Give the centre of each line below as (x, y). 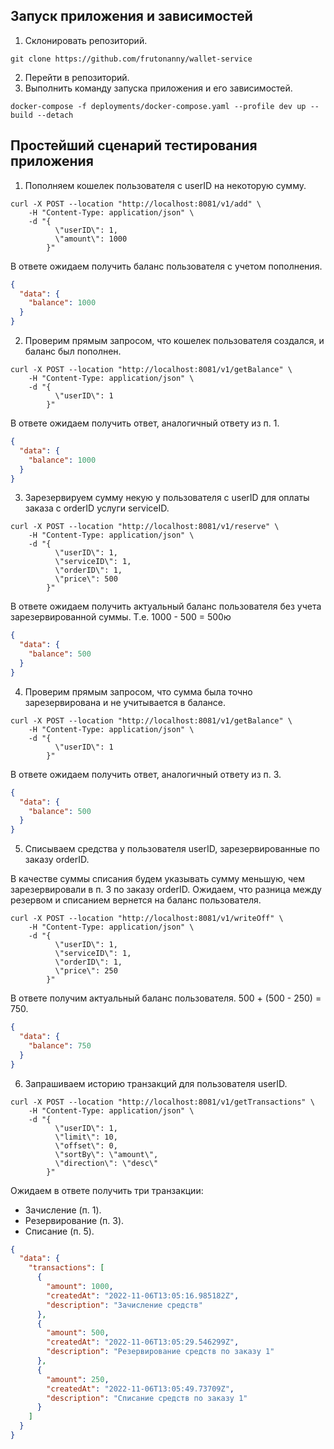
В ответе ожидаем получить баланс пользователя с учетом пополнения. (166, 266)
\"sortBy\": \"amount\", (106, 1154)
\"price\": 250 (86, 971)
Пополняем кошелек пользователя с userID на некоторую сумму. (165, 185)
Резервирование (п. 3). (74, 1220)
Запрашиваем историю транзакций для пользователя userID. (156, 1083)
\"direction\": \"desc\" (106, 1163)
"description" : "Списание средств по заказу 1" (147, 1398)
